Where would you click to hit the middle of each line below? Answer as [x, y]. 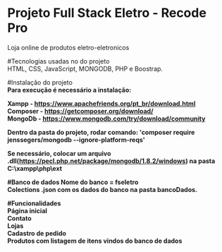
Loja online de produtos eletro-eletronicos [68, 47]
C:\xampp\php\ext [35, 168]
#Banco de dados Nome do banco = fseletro [73, 182]
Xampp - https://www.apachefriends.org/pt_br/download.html [101, 103]
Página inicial [27, 210]
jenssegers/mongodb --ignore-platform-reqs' [76, 140]
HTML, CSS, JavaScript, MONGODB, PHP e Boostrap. [85, 68]
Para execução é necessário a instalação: [69, 90]
